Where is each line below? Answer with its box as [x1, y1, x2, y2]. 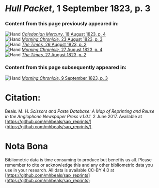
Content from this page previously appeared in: [5, 20, 119, 27]
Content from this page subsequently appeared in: [5, 64, 127, 71]
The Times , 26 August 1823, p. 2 [21, 42, 87, 48]
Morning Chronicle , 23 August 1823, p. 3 [21, 36, 103, 42]
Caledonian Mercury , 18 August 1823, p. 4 [21, 31, 106, 37]
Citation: [5, 92, 41, 103]
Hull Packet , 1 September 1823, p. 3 [5, 3, 151, 14]
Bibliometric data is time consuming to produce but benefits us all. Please [5, 156, 152, 163]
